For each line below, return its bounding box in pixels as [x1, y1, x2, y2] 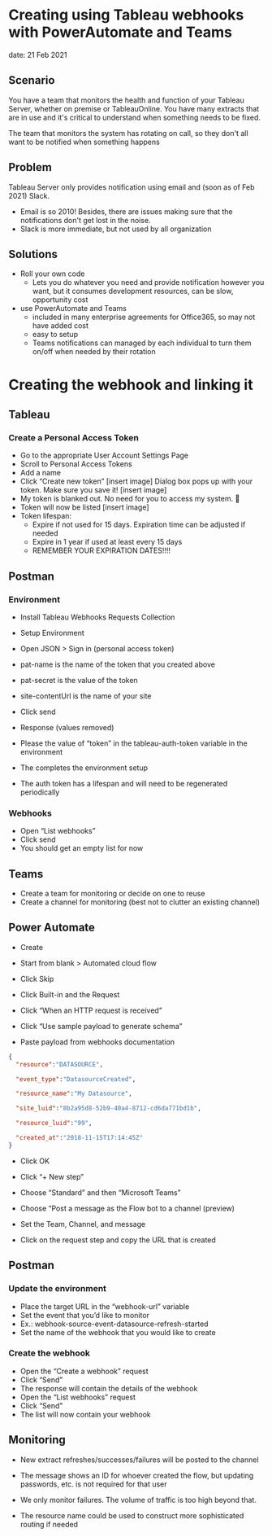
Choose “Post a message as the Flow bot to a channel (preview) [19, 1203, 235, 1213]
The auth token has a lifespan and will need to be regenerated [19, 778, 228, 788]
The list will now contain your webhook [19, 1409, 152, 1419]
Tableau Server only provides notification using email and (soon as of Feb [8, 182, 255, 192]
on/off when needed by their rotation [32, 347, 156, 357]
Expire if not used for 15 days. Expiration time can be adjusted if [32, 519, 246, 530]
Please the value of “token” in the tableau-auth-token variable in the [19, 738, 248, 748]
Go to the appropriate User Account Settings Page [19, 450, 189, 461]
